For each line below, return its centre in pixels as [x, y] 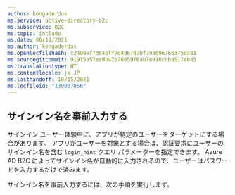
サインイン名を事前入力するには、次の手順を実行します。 [90, 184]
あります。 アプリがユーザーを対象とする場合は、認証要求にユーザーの [121, 143]
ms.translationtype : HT [42, 66]
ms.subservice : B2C [36, 27]
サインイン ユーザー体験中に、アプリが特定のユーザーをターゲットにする [113, 134]
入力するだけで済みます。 [56, 170]
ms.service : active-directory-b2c [58, 20]
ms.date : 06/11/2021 [38, 40]
